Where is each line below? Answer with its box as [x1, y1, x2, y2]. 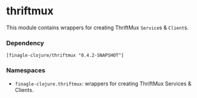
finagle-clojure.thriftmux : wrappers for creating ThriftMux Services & [14, 79, 192, 87]
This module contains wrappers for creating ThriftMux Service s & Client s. [6, 24, 189, 31]
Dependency [6, 39, 45, 47]
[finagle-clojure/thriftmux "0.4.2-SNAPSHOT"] [6, 53, 124, 59]
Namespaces [6, 66, 46, 75]
